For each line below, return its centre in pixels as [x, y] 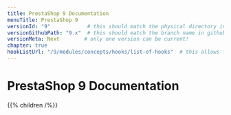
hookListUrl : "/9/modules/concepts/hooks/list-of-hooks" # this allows [113, 52]
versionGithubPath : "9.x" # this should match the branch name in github [117, 33]
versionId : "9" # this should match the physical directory [112, 26]
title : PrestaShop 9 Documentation [58, 13]
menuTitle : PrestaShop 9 [43, 20]
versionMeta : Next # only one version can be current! [98, 39]
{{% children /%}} [33, 105]
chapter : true [27, 45]
